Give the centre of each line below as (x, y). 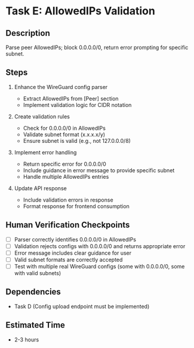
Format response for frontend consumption (76, 206)
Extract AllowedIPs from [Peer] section (71, 98)
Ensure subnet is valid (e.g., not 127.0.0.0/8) (77, 141)
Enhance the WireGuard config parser (61, 87)
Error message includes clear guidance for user (73, 253)
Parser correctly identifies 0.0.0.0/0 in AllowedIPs (75, 239)
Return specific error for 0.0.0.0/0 (64, 164)
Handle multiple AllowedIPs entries (66, 176)
